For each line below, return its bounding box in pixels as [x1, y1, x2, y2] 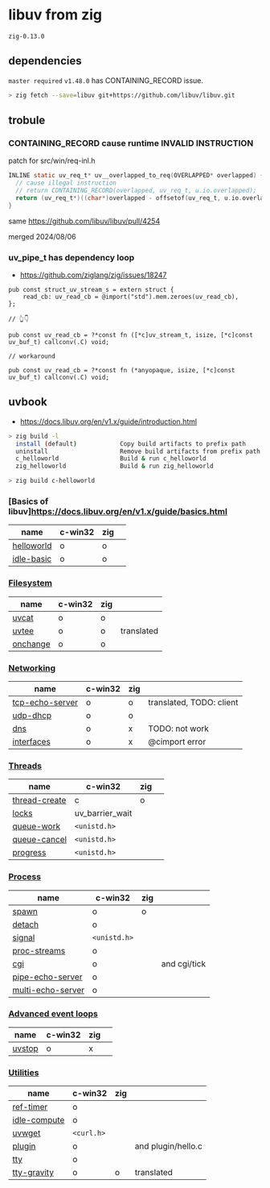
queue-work [12, 820, 61, 832]
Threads [8, 760, 43, 771]
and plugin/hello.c [134, 1140, 202, 1152]
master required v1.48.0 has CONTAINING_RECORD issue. [8, 75, 203, 85]
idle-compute [12, 1115, 65, 1126]
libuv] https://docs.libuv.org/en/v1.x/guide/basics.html [8, 505, 227, 517]
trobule [8, 114, 46, 127]
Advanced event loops [8, 1008, 98, 1020]
